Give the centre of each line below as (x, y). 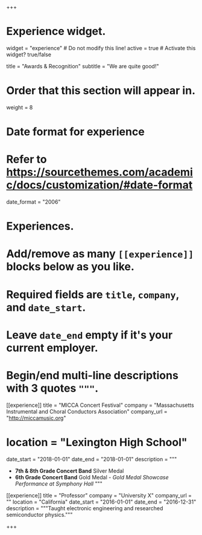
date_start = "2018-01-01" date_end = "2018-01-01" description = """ (92, 459)
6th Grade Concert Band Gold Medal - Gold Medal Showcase (92, 477)
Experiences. (40, 226)
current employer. (52, 348)
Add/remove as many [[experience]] (100, 254)
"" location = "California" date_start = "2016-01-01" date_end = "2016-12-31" (101, 502)
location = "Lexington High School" (97, 442)
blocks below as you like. (70, 267)
